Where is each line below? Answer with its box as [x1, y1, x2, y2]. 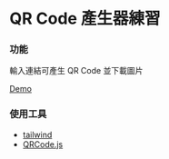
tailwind [22, 129, 53, 140]
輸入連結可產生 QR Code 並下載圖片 [9, 65, 144, 76]
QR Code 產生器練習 [9, 8, 161, 29]
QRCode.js [22, 138, 64, 150]
